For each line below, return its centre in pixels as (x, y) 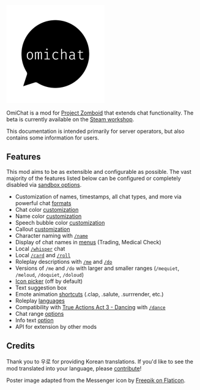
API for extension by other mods (56, 326)
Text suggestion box (41, 287)
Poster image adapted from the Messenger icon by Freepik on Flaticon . (96, 380)
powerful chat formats (43, 203)
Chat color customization (47, 209)
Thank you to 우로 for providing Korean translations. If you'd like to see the (100, 361)
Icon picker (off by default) (49, 281)
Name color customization (48, 216)
